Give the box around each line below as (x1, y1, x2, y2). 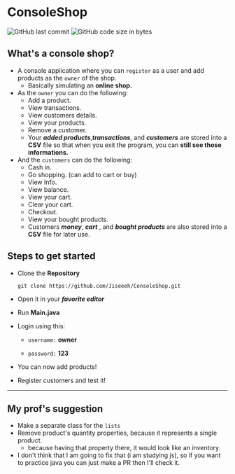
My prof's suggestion (7, 403, 104, 414)
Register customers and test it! (17, 376, 106, 384)
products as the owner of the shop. (17, 74, 117, 82)
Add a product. (27, 96, 71, 104)
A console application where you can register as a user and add (17, 66, 205, 74)
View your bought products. (27, 215, 108, 223)
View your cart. (27, 193, 72, 201)
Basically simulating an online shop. (27, 81, 133, 90)
